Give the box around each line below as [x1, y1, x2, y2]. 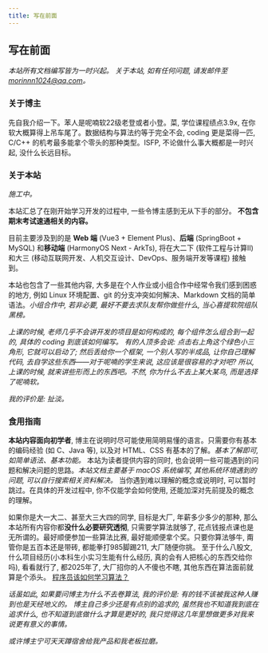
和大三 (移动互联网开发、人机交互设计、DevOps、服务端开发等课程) [8, 253, 231, 263]
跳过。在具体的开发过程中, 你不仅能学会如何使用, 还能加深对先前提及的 [8, 485, 240, 496]
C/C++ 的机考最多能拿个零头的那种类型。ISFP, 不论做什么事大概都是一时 [8, 137, 247, 147]
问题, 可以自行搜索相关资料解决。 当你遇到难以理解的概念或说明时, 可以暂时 [8, 476, 256, 485]
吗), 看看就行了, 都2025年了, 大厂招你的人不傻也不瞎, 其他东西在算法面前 [8, 563, 247, 572]
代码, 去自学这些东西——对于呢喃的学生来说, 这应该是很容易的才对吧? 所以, [8, 357, 255, 367]
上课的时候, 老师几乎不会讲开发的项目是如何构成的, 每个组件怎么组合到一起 [8, 327, 254, 336]
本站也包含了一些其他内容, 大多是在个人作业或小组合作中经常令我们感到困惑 [8, 281, 257, 290]
